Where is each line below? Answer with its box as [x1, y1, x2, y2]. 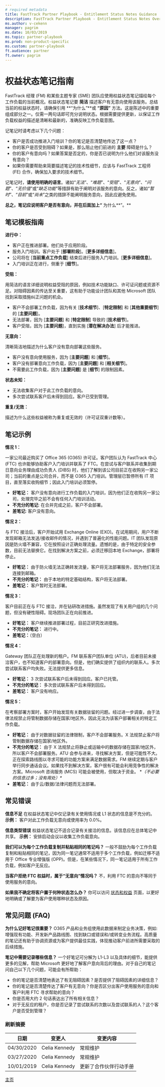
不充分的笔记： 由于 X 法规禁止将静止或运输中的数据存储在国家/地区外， [12, 744, 159, 750]
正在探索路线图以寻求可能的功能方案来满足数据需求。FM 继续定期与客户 [12, 756, 158, 762]
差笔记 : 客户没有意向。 [12, 508, 58, 514]
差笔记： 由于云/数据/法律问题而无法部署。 [12, 781, 99, 787]
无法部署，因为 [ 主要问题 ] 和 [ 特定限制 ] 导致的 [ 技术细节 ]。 [12, 317, 132, 323]
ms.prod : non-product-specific [5, 39, 69, 44]
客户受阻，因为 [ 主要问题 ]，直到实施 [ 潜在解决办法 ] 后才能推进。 [12, 323, 143, 329]
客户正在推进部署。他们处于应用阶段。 [12, 242, 90, 248]
